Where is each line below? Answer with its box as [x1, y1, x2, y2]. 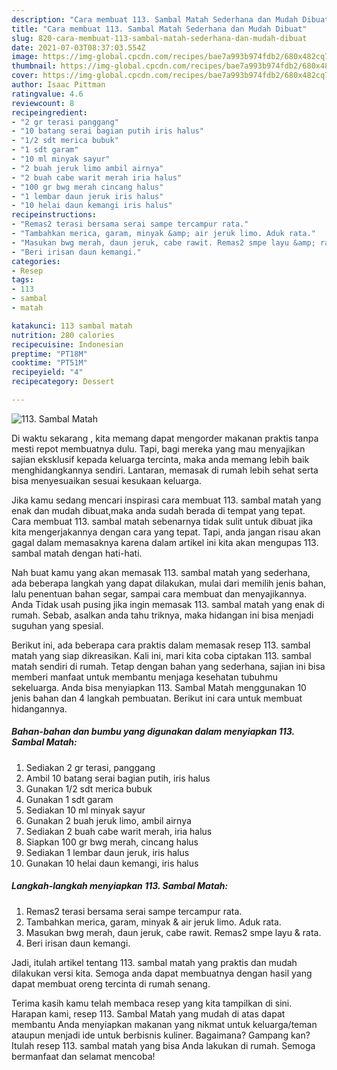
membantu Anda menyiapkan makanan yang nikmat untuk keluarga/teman [11, 1018, 318, 1030]
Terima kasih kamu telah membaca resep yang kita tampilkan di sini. [11, 997, 293, 1009]
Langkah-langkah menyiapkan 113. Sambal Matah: [11, 880, 229, 892]
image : [11, 52, 39, 62]
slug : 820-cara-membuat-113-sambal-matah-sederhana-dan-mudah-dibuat [11, 33, 308, 43]
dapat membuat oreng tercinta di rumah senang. [11, 977, 211, 990]
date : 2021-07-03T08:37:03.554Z [11, 42, 146, 53]
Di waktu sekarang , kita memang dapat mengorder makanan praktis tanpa [11, 432, 319, 444]
